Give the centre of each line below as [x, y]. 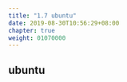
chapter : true [32, 30]
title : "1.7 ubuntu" [43, 16]
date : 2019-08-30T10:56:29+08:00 [64, 23]
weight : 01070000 [37, 38]
